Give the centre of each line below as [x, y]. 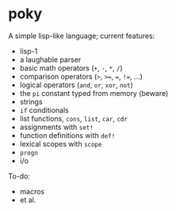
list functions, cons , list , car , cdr [74, 118]
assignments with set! [56, 127]
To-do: [19, 176]
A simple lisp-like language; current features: [82, 36]
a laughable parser [50, 59]
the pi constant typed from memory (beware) [94, 93]
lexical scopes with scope [61, 144]
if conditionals [44, 110]
